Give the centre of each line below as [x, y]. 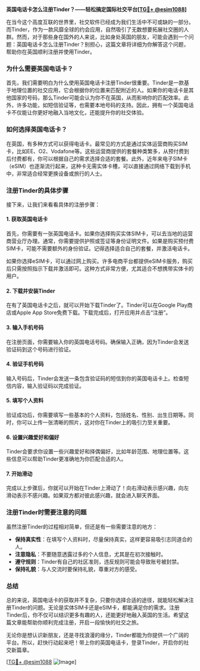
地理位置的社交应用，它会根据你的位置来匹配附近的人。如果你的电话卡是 [100, 90]
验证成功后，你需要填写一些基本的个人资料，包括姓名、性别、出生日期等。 [97, 415]
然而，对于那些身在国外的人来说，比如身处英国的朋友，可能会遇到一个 [102, 37]
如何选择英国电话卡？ [37, 129]
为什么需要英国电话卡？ [40, 69]
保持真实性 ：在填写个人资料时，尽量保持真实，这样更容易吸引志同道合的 [103, 539]
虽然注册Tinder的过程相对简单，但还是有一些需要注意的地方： [82, 526]
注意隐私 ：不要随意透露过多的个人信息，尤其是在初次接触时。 [90, 554]
